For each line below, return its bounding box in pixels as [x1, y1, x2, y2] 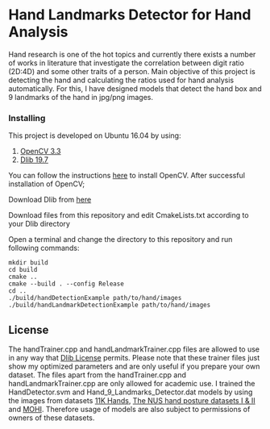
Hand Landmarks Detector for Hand [8, 6, 251, 24]
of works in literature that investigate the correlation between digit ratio [8, 58, 244, 68]
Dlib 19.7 [19, 155, 48, 165]
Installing [8, 112, 46, 123]
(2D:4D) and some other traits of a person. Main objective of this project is [8, 66, 255, 76]
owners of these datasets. [8, 413, 95, 423]
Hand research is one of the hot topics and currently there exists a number [8, 49, 256, 59]
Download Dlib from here [8, 195, 92, 205]
